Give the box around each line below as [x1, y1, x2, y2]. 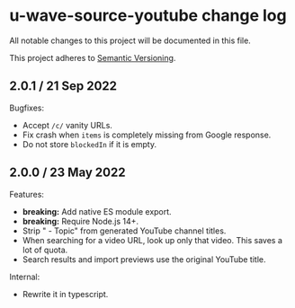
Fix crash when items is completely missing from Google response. [22, 129, 272, 140]
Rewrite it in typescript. [22, 288, 109, 299]
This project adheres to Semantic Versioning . [9, 52, 176, 63]
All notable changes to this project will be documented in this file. [9, 35, 252, 46]
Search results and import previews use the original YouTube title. [22, 253, 266, 265]
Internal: [9, 271, 40, 282]
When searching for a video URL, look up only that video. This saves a [22, 234, 283, 245]
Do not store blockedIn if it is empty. [22, 138, 157, 149]
